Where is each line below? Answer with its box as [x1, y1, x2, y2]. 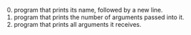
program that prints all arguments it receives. [13, 21, 142, 28]
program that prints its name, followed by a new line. [13, 6, 163, 14]
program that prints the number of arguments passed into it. [13, 13, 185, 21]
